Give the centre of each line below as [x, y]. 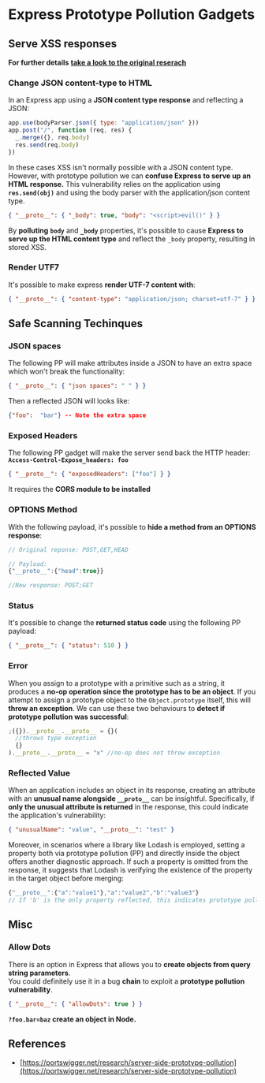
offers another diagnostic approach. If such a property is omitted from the [128, 862]
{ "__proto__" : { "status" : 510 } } [68, 646]
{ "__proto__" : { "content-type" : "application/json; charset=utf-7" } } [132, 299]
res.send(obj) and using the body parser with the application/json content [129, 192]
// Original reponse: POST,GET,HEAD [68, 549]
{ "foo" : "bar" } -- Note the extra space [77, 415]
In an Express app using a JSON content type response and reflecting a [126, 100]
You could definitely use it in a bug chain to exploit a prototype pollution [127, 981]
